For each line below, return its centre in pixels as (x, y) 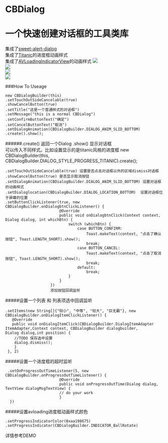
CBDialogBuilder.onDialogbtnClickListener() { (55, 207)
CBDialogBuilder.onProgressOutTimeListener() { (56, 376)
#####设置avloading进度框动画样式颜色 (47, 412)
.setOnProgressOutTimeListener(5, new (48, 371)
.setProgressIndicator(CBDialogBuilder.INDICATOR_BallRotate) (72, 426)
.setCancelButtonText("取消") (36, 125)
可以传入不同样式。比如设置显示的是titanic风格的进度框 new (67, 150)
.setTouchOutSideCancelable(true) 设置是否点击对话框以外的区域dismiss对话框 (82, 171)
